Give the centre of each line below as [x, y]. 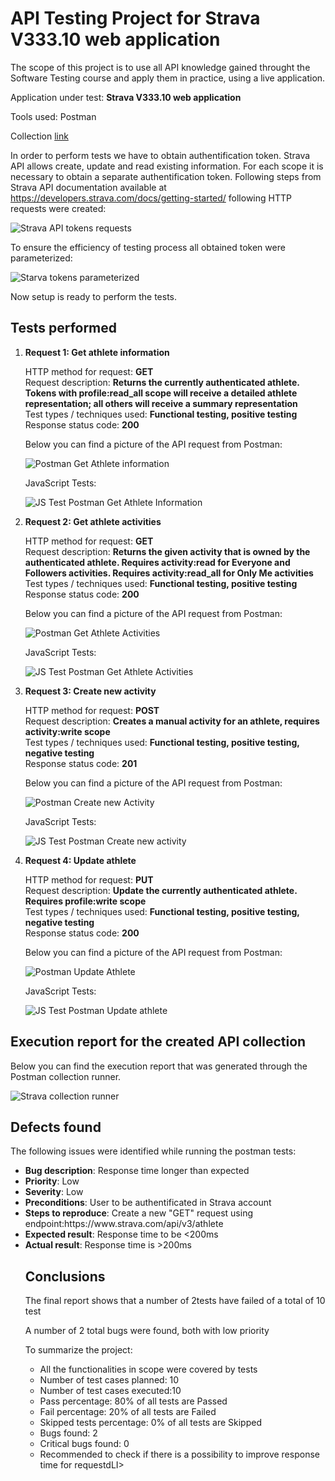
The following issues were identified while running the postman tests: [153, 1151]
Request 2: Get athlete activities [93, 521]
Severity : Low [54, 1192]
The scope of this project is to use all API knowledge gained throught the [160, 67]
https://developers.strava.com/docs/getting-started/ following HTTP [151, 198]
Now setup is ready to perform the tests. [94, 296]
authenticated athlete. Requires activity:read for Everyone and [157, 562]
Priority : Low [52, 1181]
